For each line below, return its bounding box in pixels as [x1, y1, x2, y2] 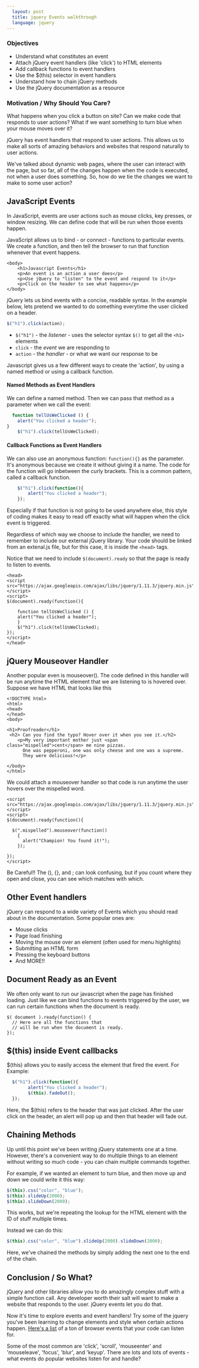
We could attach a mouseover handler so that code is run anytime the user [6, 779, 188, 786]
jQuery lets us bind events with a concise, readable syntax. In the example [6, 297, 188, 304]
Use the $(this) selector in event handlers [15, 72, 116, 79]
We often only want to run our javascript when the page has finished [6, 990, 173, 997]
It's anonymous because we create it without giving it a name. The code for [6, 461, 191, 468]
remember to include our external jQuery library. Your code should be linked [6, 537, 192, 545]
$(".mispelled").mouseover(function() [12, 828, 108, 833]
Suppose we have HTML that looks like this [6, 684, 112, 691]
